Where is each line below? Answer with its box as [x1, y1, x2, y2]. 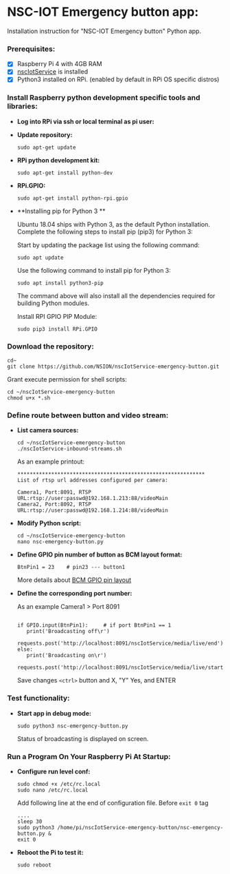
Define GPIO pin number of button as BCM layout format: [16, 550, 183, 559]
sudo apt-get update [16, 144, 76, 151]
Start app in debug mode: [16, 709, 91, 717]
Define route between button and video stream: [7, 410, 169, 420]
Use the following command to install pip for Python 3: [16, 266, 172, 274]
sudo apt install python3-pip [16, 280, 104, 287]
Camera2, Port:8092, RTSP [16, 501, 91, 508]
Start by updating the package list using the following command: [16, 240, 200, 249]
